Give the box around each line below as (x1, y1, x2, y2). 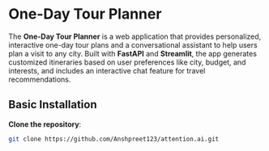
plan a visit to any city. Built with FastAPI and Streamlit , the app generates (8, 48, 258, 58)
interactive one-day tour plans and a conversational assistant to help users (8, 40, 258, 49)
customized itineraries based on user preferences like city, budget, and (8, 57, 246, 67)
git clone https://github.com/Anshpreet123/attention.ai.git (8, 135, 220, 143)
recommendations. (8, 74, 71, 84)
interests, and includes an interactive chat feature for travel (8, 65, 206, 75)
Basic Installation (8, 98, 97, 111)
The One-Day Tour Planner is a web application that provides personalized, (8, 31, 262, 41)
